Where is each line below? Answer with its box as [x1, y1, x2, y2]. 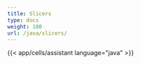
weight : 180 [7, 23, 42, 30]
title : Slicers [7, 10, 52, 17]
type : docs [7, 17, 39, 24]
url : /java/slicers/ [7, 29, 68, 37]
